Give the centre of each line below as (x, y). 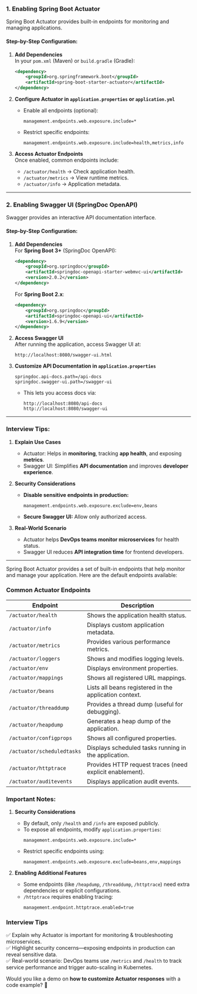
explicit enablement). (116, 772)
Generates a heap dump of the (129, 721)
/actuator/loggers (35, 658)
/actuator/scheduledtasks (45, 751)
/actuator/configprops (40, 738)
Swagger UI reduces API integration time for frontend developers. (103, 552)
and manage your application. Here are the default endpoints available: (92, 575)
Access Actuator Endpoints (49, 154)
